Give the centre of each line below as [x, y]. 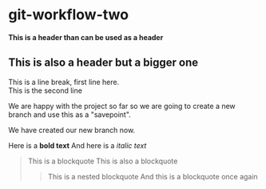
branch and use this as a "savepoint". [70, 115]
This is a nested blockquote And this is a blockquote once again [153, 176]
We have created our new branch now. [72, 130]
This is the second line [45, 90]
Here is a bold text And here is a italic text [77, 145]
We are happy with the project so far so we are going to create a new [122, 106]
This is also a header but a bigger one [103, 63]
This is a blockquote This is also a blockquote [103, 161]
